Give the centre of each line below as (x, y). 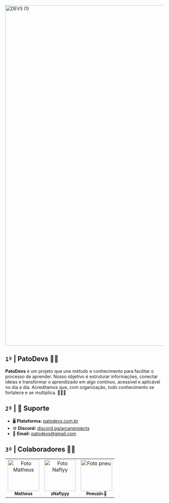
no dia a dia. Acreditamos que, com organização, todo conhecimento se (80, 387)
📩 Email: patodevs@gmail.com (44, 433)
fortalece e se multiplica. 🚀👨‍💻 (36, 393)
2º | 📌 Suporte (27, 408)
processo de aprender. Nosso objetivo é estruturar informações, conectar (82, 376)
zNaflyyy (60, 494)
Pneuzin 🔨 (97, 494)
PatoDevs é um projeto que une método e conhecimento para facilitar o (80, 371)
